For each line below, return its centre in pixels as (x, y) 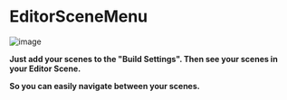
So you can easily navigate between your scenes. (105, 86)
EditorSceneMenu (79, 17)
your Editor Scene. (45, 68)
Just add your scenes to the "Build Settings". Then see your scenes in (143, 59)
